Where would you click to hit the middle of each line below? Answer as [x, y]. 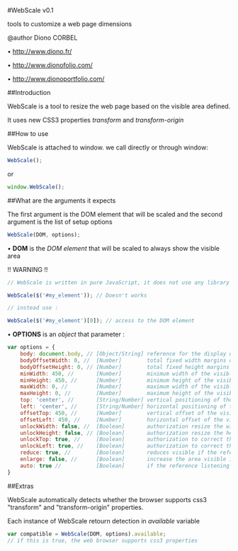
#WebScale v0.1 [31, 10]
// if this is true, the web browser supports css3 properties [103, 540]
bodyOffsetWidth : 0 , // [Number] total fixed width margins [123, 360]
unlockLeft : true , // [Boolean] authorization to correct [121, 446]
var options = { [31, 347]
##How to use [28, 134]
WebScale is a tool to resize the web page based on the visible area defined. [119, 106]
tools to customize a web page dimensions [70, 24]
